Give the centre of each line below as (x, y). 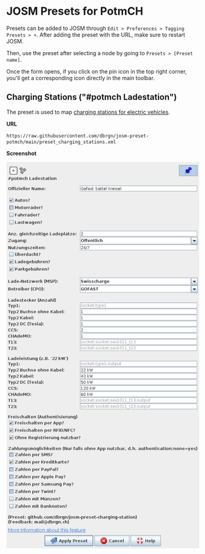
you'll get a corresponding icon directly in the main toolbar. (80, 78)
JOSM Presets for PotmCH (75, 11)
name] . (14, 59)
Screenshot (21, 153)
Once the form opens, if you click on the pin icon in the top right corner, (97, 71)
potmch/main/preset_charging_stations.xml (61, 142)
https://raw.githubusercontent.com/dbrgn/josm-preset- (78, 136)
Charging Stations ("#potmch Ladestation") (92, 97)
